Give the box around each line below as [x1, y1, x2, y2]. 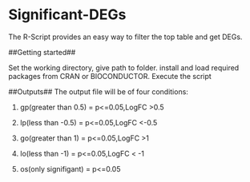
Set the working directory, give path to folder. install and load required [8, 62, 240, 73]
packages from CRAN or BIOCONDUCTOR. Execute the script [8, 71, 212, 81]
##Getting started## [8, 47, 76, 57]
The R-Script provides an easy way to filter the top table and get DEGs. [8, 32, 243, 42]
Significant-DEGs [8, 6, 127, 24]
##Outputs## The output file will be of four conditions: [8, 86, 188, 97]
